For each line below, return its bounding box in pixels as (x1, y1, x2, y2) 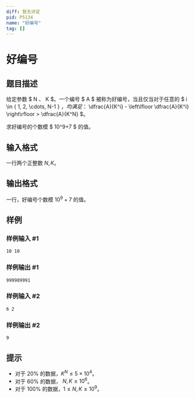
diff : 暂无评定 (6, 8, 41, 15)
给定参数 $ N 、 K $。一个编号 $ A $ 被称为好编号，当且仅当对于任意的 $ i (6, 96, 188, 103)
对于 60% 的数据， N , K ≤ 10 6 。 (14, 376, 93, 385)
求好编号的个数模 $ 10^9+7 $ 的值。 (6, 123, 94, 130)
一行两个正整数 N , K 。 (6, 160, 60, 167)
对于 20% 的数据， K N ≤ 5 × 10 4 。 (14, 369, 98, 377)
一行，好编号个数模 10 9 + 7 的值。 (6, 195, 89, 203)
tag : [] (6, 25, 26, 32)
